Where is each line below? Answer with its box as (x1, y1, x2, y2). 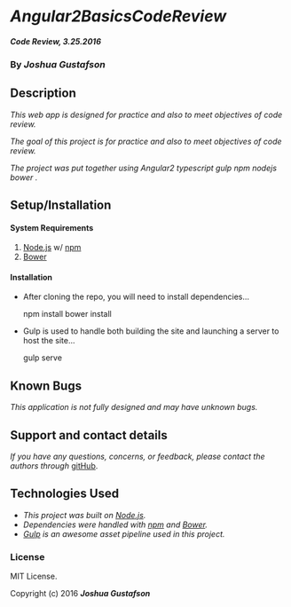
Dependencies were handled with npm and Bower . (22, 519, 208, 530)
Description (10, 86, 76, 101)
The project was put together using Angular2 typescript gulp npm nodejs (10, 162, 278, 173)
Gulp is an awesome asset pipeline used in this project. (22, 528, 225, 539)
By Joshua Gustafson (10, 58, 106, 70)
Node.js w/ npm (22, 242, 82, 253)
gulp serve (22, 352, 63, 363)
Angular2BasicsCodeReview (10, 6, 227, 27)
